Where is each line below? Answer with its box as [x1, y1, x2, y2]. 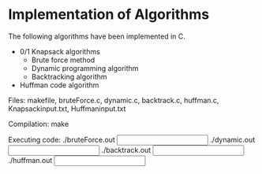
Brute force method [31, 55, 95, 65]
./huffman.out [8, 155, 53, 165]
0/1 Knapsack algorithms [19, 46, 100, 56]
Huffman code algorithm [19, 80, 99, 90]
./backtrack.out [101, 145, 152, 154]
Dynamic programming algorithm [31, 63, 139, 72]
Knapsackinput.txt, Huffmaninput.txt [8, 104, 126, 113]
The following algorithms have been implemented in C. [8, 31, 185, 41]
